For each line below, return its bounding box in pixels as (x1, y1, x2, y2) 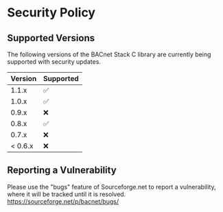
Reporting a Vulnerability (7, 165, 117, 176)
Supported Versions (7, 32, 95, 44)
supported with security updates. (7, 58, 102, 66)
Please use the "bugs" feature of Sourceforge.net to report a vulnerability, (7, 182, 216, 191)
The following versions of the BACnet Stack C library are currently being (7, 50, 211, 58)
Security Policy (7, 5, 96, 21)
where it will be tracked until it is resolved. (7, 190, 126, 198)
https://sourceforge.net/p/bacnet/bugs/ (7, 197, 119, 205)
